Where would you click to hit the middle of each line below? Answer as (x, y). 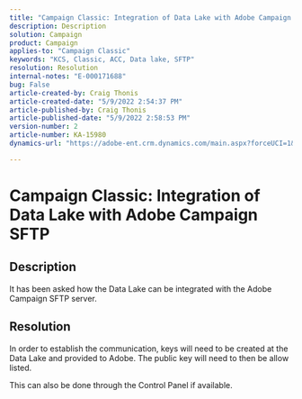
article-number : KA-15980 (58, 135)
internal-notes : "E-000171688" (68, 77)
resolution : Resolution (54, 68)
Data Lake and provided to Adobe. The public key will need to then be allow (149, 358)
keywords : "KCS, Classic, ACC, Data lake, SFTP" (102, 59)
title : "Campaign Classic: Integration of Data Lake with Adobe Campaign (151, 18)
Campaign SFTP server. (53, 298)
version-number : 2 (44, 127)
